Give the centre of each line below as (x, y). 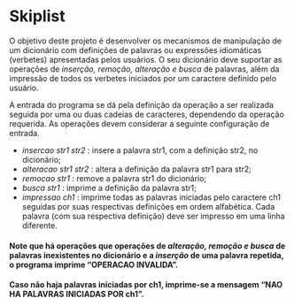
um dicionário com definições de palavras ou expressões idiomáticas (135, 50)
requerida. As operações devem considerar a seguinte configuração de (139, 123)
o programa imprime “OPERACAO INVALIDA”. (94, 264)
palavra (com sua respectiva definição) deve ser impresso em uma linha (153, 216)
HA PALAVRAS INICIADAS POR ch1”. (77, 295)
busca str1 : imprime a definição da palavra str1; (109, 187)
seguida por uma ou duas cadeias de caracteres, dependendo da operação (147, 114)
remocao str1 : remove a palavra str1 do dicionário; (114, 178)
